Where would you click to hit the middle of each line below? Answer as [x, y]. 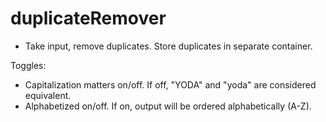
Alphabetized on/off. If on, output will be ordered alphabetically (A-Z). [168, 106]
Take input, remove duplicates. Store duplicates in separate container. [168, 46]
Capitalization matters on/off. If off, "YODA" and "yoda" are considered [170, 84]
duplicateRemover [88, 18]
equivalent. [48, 95]
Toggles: [28, 65]
